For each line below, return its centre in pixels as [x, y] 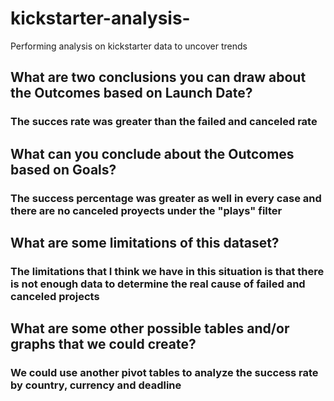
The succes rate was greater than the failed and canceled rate [164, 122]
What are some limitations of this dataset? [145, 242]
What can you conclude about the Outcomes [152, 153]
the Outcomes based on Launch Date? [131, 93]
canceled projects [55, 296]
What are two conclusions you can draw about [158, 77]
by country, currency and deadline [96, 385]
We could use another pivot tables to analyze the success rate [164, 373]
